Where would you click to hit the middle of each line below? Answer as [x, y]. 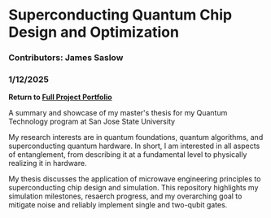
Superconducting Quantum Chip [120, 15]
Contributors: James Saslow [66, 58]
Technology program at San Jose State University [92, 122]
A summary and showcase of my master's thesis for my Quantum [118, 113]
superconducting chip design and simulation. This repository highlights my [133, 188]
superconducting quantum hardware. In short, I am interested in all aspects [134, 146]
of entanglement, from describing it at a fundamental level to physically [128, 155]
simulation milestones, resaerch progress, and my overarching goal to [125, 196]
